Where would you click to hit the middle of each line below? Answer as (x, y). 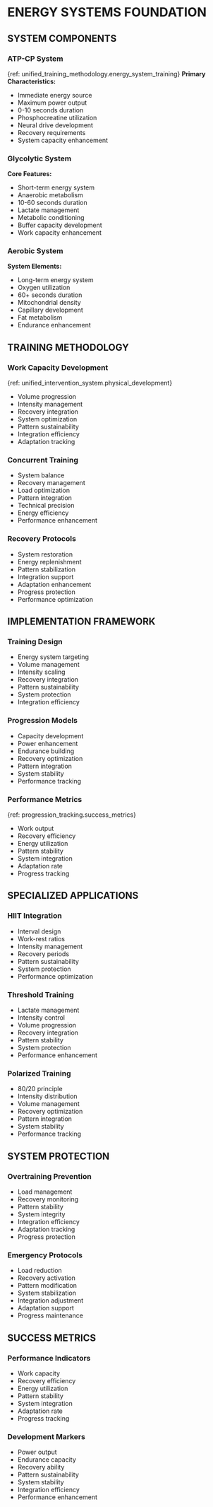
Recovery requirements (51, 132)
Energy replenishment (50, 562)
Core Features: (30, 174)
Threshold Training (41, 994)
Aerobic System (35, 251)
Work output (36, 829)
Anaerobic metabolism (50, 195)
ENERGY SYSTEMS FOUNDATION (107, 12)
